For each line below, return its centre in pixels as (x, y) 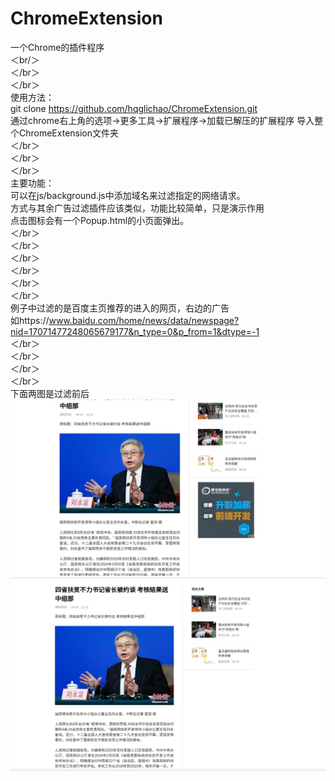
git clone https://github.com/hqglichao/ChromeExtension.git (134, 108)
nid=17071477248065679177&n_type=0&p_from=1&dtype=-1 (135, 331)
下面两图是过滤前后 (50, 393)
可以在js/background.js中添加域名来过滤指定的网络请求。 (128, 195)
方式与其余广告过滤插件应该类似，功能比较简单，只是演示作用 (137, 208)
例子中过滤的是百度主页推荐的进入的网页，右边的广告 (120, 308)
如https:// (30, 320)
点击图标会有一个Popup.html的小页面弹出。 (100, 220)
